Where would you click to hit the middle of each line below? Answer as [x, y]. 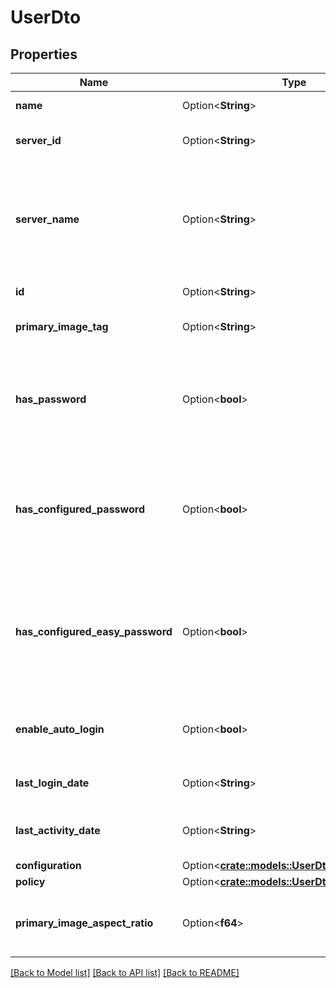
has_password [51, 399]
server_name [47, 219]
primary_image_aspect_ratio [84, 923]
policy [30, 881]
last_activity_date [58, 830]
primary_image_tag [62, 326]
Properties [44, 54]
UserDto [46, 17]
